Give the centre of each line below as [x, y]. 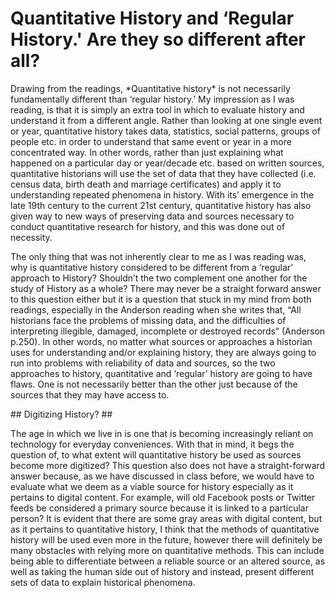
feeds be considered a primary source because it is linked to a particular [159, 508]
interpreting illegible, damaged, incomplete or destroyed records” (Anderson [168, 331]
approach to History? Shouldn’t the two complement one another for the [159, 278]
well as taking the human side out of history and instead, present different [162, 571]
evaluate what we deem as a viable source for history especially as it [152, 486]
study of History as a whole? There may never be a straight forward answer [166, 288]
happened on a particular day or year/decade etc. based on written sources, [167, 163]
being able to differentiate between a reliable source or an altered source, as [168, 561]
